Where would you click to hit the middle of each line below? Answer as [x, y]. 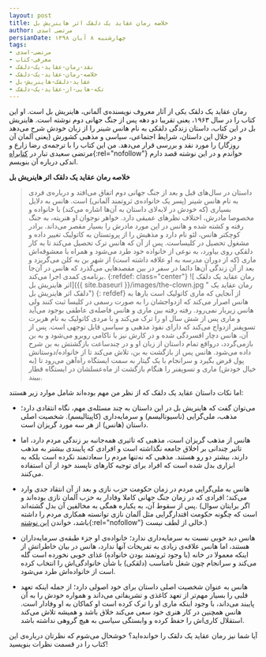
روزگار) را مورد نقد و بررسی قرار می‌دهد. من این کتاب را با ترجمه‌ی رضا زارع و [124, 145]
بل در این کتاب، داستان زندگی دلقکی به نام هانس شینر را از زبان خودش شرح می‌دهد [132, 128]
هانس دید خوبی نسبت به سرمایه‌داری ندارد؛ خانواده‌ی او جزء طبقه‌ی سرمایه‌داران [138, 538]
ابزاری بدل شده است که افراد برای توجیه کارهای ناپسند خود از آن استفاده [128, 465]
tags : [18, 45]
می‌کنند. [32, 474]
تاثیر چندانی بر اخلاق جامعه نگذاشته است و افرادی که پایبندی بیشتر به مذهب [131, 448]
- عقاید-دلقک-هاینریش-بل [50, 81]
